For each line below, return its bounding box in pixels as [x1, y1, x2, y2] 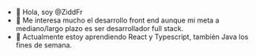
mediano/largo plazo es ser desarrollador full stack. [15, 24, 184, 33]
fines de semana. [15, 40, 73, 50]
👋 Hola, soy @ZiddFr [15, 8, 83, 16]
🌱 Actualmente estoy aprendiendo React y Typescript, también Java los [15, 32, 249, 41]
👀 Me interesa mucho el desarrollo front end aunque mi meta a [15, 16, 220, 25]
